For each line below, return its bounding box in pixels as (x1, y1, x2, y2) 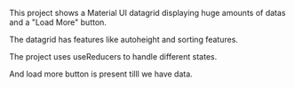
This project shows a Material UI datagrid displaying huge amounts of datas (9, 8, 286, 18)
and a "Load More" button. (9, 17, 107, 28)
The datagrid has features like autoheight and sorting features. (9, 35, 238, 44)
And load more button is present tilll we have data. (9, 68, 193, 79)
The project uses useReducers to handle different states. (9, 52, 218, 61)
